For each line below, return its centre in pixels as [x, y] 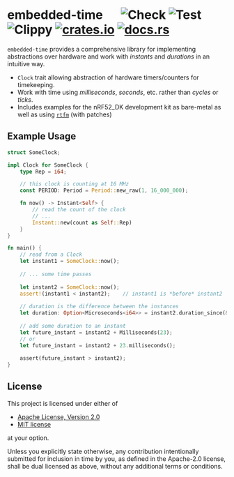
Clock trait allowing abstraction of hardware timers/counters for [108, 77]
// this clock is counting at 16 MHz [75, 184]
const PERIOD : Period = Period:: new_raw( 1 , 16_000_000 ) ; [104, 191]
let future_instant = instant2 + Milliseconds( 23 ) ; [96, 332]
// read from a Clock [51, 255]
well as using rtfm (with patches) [65, 114]
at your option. [28, 438]
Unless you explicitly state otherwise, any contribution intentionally [103, 451]
